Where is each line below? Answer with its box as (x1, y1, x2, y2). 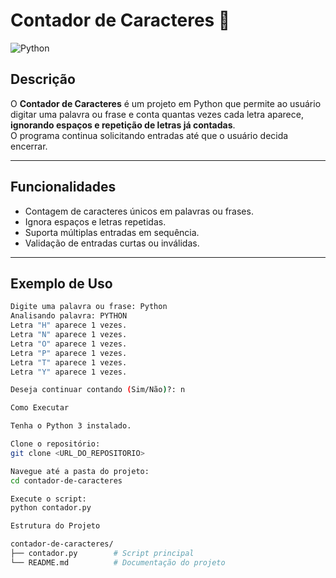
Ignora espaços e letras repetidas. (24, 215, 167, 228)
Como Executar (10, 403, 70, 413)
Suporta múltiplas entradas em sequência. (24, 226, 200, 238)
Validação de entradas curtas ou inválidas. (24, 237, 200, 249)
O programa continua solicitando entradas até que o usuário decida (10, 129, 289, 141)
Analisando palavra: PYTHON (10, 311, 128, 321)
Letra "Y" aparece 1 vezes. (10, 367, 128, 377)
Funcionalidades (10, 179, 117, 196)
